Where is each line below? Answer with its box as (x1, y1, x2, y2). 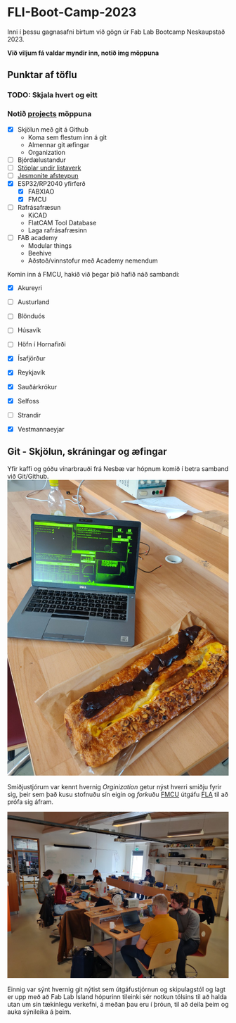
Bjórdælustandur (17, 156, 67, 164)
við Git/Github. (7, 472, 49, 480)
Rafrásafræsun (17, 203, 61, 211)
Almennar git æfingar (27, 140, 90, 149)
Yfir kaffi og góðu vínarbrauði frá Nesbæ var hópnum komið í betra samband (7, 464, 229, 472)
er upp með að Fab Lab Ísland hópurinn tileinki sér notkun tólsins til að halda (7, 992, 227, 1000)
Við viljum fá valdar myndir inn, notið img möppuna (7, 49, 159, 57)
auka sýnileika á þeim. (7, 1008, 72, 1016)
